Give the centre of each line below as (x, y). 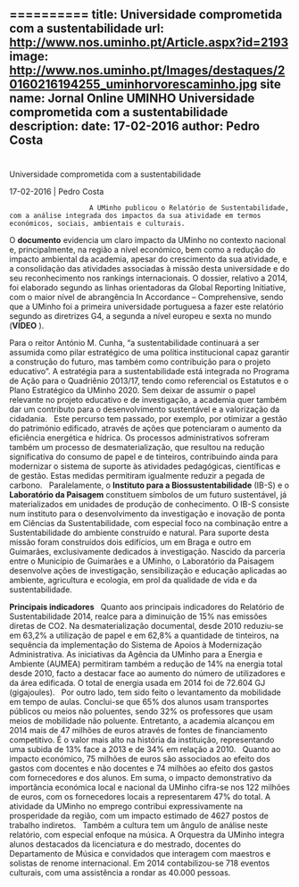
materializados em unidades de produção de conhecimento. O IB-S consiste (149, 504)
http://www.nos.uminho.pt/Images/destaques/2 (147, 71)
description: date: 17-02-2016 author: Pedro (135, 126)
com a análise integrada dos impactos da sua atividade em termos (135, 215)
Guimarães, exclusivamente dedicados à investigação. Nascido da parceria (147, 551)
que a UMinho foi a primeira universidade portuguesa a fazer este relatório (146, 306)
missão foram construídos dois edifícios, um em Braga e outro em (130, 542)
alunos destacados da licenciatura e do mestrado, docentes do (125, 844)
